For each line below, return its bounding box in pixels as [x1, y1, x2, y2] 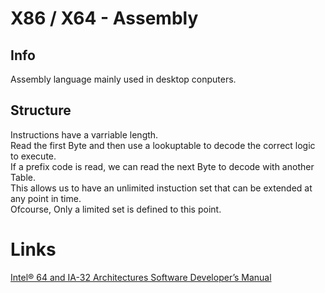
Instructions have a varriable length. [10, 128, 159, 141]
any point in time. [10, 192, 82, 204]
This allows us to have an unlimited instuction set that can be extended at [10, 182, 313, 194]
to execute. [10, 150, 57, 162]
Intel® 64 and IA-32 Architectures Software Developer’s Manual [10, 271, 272, 283]
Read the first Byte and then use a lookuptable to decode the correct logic [10, 139, 316, 151]
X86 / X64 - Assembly [10, 7, 199, 30]
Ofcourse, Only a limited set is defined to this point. [10, 203, 222, 215]
